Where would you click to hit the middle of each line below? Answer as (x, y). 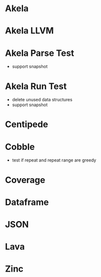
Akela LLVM (30, 31)
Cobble (20, 147)
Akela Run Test (36, 86)
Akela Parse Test (40, 53)
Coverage (25, 180)
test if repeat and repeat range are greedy (54, 160)
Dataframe (27, 202)
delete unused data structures (42, 100)
